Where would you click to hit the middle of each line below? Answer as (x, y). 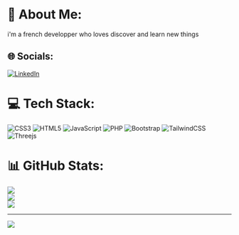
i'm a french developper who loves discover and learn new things (103, 34)
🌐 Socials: (31, 56)
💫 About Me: (45, 15)
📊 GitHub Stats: (56, 165)
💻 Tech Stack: (51, 103)
